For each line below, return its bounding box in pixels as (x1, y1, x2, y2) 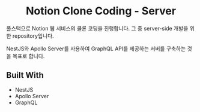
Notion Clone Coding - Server (26, 4, 176, 18)
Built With (6, 70, 44, 80)
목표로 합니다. (12, 52, 45, 59)
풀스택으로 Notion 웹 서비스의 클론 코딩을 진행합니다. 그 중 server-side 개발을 (6, 25, 189, 32)
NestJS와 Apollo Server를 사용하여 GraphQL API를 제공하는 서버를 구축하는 (6, 45, 186, 52)
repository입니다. (12, 32, 54, 40)
